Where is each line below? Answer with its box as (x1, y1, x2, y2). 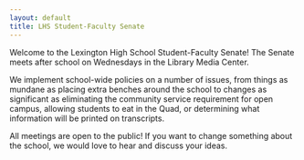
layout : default (9, 13, 71, 23)
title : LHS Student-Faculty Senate (9, 22, 145, 31)
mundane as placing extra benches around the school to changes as (9, 84, 267, 95)
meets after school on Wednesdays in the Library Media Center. (9, 56, 249, 67)
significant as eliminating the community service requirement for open (9, 93, 274, 105)
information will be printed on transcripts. (9, 113, 165, 124)
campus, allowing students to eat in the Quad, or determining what (9, 103, 260, 114)
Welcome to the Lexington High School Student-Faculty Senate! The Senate (9, 46, 295, 57)
